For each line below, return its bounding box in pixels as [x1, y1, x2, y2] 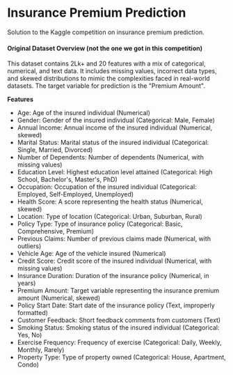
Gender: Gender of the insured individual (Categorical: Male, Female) [17, 116, 216, 125]
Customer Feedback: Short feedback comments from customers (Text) [17, 316, 221, 325]
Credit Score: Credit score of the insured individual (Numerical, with [17, 257, 212, 266]
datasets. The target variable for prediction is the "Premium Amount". [7, 82, 205, 90]
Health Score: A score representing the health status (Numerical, [17, 197, 203, 206]
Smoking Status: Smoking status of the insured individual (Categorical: [17, 323, 220, 332]
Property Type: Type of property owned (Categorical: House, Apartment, [17, 353, 226, 362]
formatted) [17, 309, 49, 317]
